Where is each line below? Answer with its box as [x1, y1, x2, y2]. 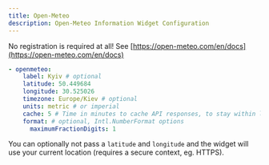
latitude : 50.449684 [22, 80, 91, 88]
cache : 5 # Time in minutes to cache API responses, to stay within [22, 110, 256, 118]
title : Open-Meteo [8, 11, 70, 20]
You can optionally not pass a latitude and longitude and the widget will [8, 139, 249, 149]
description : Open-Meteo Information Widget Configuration [8, 19, 210, 27]
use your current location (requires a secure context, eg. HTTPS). [8, 147, 224, 157]
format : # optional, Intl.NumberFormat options [22, 117, 184, 125]
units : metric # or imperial [22, 102, 120, 111]
